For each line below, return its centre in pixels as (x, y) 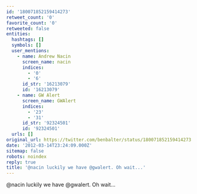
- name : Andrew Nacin (44, 56)
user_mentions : (31, 51)
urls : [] (22, 134)
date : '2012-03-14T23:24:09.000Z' (49, 145)
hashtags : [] (28, 40)
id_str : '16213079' (46, 84)
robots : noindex (26, 156)
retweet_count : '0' (31, 17)
